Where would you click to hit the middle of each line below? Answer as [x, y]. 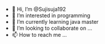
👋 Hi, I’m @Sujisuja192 [39, 9]
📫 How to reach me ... [39, 35]
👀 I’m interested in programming [51, 15]
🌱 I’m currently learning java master [55, 22]
